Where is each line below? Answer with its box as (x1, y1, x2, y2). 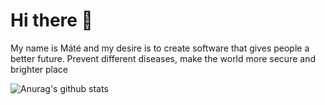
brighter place (10, 63, 69, 75)
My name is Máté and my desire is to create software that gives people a (10, 42, 310, 54)
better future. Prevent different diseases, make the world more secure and (10, 52, 316, 64)
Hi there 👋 (10, 9, 93, 32)
